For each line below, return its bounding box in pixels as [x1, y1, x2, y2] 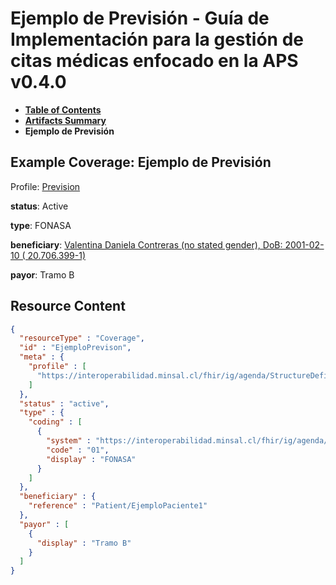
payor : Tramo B [10, 268, 75, 281]
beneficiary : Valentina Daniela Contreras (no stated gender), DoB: [10, 238, 283, 251]
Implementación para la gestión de [10, 28, 304, 51]
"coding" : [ [28, 417, 83, 427]
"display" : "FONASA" [46, 454, 137, 464]
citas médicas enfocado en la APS [10, 50, 299, 72]
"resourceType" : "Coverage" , [19, 333, 145, 344]
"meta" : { [19, 352, 65, 362]
